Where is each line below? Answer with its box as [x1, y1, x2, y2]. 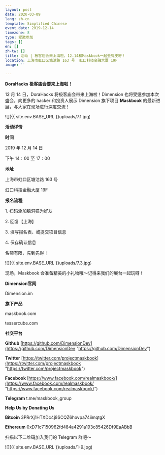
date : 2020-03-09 [5, 12, 41, 17]
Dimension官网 [5, 280, 36, 287]
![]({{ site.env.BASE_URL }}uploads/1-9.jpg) [5, 444, 93, 450]
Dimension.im [5, 290, 33, 297]
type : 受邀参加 [5, 35, 33, 40]
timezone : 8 [5, 30, 30, 35]
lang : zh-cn [5, 16, 30, 21]
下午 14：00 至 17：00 [5, 155, 50, 161]
